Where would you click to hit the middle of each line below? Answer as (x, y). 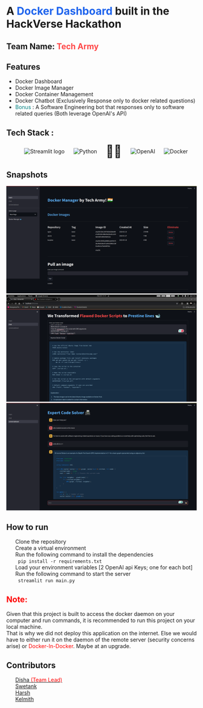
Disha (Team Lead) (38, 680)
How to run (27, 527)
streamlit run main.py (47, 581)
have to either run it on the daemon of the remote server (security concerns (101, 640)
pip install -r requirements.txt (60, 561)
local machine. (24, 627)
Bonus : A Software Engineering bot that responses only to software (99, 107)
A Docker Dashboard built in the (88, 11)
